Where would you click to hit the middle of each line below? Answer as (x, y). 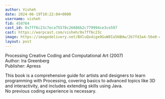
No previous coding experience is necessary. (51, 91)
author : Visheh (21, 10)
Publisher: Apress (23, 66)
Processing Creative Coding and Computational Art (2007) (64, 55)
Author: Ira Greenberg (27, 61)
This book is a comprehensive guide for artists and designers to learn (75, 75)
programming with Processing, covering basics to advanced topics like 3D (80, 80)
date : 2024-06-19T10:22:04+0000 (38, 14)
